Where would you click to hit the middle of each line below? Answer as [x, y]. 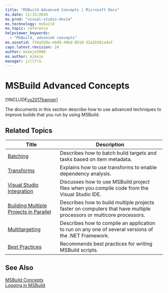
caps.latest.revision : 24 [32, 47]
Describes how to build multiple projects [107, 202]
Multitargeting [24, 229]
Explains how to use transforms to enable [108, 167]
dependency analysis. [85, 174]
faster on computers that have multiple [105, 209]
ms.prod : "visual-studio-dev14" [39, 19]
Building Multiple [27, 206]
